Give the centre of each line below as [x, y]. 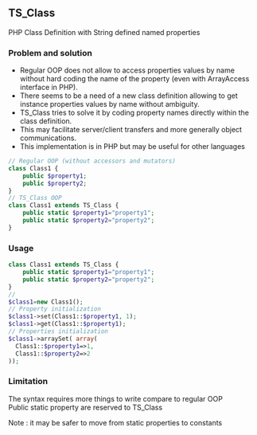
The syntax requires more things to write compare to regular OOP [115, 398]
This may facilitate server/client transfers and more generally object [131, 130]
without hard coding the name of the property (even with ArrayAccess [134, 79]
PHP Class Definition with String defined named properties [104, 32]
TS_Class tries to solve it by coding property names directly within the [134, 113]
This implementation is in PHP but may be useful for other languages [132, 147]
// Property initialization [55, 309]
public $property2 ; [55, 183]
